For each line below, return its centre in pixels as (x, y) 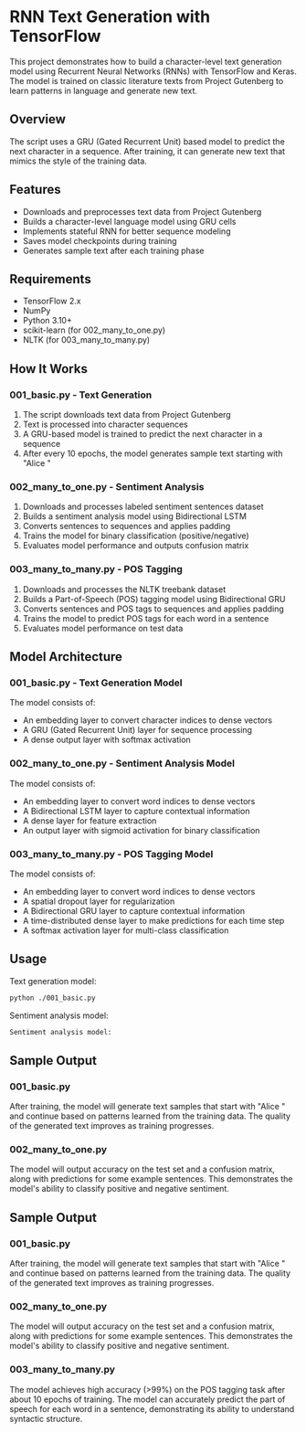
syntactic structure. (46, 1418)
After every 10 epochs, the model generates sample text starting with (153, 453)
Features (35, 190)
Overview (38, 119)
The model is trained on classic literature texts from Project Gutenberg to (147, 80)
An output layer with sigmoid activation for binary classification (141, 830)
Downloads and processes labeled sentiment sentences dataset (143, 507)
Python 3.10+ (47, 321)
